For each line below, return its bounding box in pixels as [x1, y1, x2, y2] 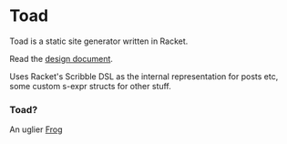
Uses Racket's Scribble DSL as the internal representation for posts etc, [9, 70, 279, 82]
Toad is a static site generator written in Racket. [9, 36, 189, 46]
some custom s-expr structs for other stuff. [9, 80, 171, 91]
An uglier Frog [9, 124, 63, 135]
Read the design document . [9, 53, 114, 64]
